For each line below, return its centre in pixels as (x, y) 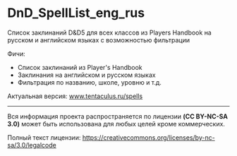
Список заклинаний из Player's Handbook (80, 67)
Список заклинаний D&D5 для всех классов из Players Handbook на (109, 32)
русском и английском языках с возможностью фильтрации (99, 40)
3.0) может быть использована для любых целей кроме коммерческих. (116, 124)
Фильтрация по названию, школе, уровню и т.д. (90, 82)
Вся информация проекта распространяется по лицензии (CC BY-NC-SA (117, 116)
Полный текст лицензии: (44, 137)
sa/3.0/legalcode (32, 145)
